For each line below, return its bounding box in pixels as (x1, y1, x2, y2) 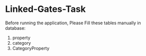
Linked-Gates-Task (5, 3, 86, 15)
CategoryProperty (12, 45, 50, 51)
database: (5, 25, 26, 31)
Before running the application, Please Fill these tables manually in (5, 20, 141, 26)
